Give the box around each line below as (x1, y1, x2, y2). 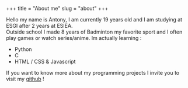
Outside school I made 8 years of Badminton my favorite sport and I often (6, 28, 183, 35)
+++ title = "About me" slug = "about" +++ (6, 5, 109, 12)
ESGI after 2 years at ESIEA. (6, 23, 73, 29)
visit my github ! (6, 75, 45, 82)
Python (14, 46, 32, 53)
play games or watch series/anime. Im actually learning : (6, 35, 142, 41)
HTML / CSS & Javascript (14, 58, 76, 65)
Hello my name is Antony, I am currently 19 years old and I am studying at (6, 16, 183, 23)
